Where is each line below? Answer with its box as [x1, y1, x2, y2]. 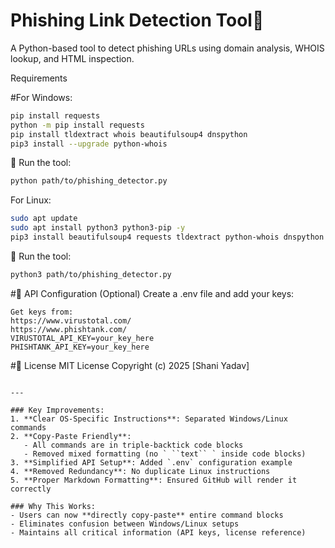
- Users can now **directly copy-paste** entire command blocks [10, 510, 284, 520]
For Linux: [10, 194, 52, 206]
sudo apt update [10, 214, 78, 224]
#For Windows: [10, 91, 73, 103]
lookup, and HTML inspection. [10, 52, 135, 64]
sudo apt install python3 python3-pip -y [10, 223, 186, 233]
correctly [10, 484, 52, 494]
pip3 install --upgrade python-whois [10, 139, 168, 149]
